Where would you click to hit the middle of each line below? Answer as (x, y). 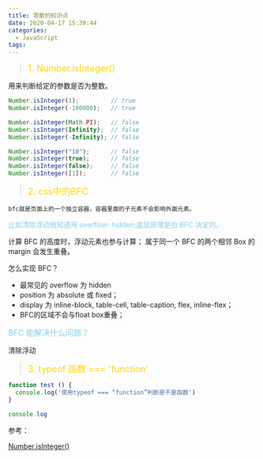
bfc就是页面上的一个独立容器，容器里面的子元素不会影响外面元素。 (102, 209)
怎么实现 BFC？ (34, 268)
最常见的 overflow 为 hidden (66, 285)
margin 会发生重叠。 (41, 251)
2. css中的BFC (58, 192)
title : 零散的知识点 (38, 15)
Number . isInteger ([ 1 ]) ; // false (74, 174)
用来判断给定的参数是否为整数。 (60, 86)
